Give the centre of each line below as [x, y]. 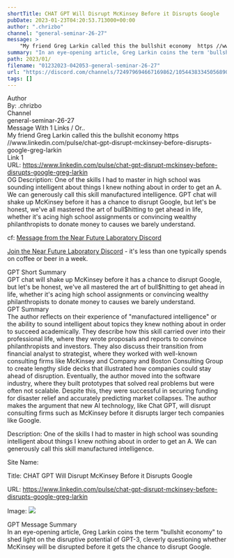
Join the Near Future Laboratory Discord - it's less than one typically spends [117, 251]
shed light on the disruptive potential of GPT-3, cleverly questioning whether [117, 540]
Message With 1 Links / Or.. [46, 128]
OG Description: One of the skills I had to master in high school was [104, 180]
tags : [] [20, 78]
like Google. [24, 421]
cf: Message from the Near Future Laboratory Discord [84, 238]
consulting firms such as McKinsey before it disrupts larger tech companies [116, 413]
